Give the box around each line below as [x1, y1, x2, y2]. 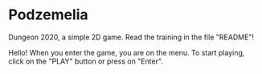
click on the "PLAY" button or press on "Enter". [8, 56, 163, 66]
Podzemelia [8, 6, 88, 24]
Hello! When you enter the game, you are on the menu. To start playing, [8, 47, 245, 57]
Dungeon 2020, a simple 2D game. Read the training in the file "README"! [8, 32, 255, 42]
